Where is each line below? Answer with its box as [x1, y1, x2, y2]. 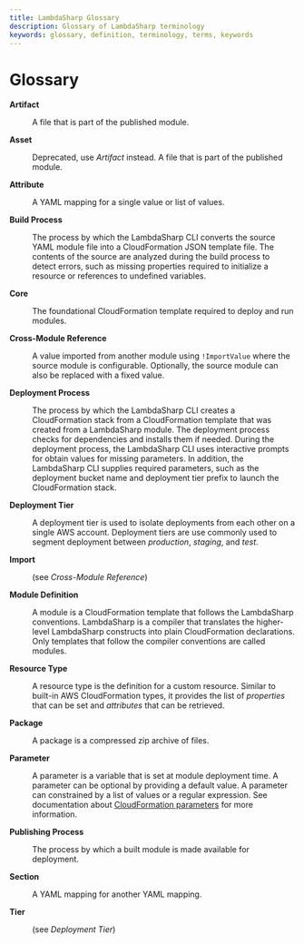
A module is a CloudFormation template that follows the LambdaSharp [32, 607, 294, 618]
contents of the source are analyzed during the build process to [32, 251, 270, 262]
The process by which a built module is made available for [32, 844, 250, 855]
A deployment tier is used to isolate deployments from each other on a [32, 517, 296, 528]
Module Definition [9, 589, 79, 600]
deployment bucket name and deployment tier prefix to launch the [32, 473, 279, 484]
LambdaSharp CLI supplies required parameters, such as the [32, 463, 260, 474]
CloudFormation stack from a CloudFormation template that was [32, 415, 272, 426]
